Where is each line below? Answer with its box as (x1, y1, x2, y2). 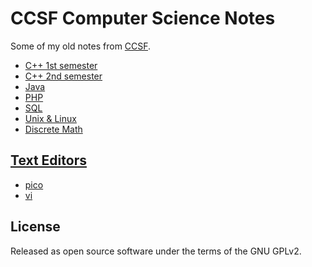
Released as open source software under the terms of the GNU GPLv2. (10, 245, 302, 257)
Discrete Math (24, 123, 83, 135)
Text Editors (10, 152, 87, 169)
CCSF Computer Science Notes (10, 7, 276, 30)
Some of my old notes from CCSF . (10, 40, 152, 52)
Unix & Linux (24, 112, 77, 124)
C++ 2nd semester (24, 70, 103, 82)
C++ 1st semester (24, 59, 98, 71)
